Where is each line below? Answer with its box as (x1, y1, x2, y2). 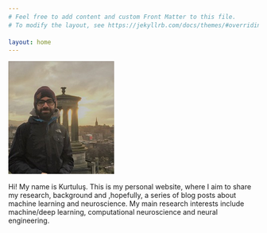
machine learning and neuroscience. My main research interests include (8, 199, 245, 208)
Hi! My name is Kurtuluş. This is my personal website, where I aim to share (8, 182, 252, 192)
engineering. (8, 216, 50, 226)
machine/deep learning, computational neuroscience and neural (8, 208, 219, 217)
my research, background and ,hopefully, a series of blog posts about (8, 191, 237, 200)
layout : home (8, 38, 52, 46)
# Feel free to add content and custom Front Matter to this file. (8, 13, 237, 21)
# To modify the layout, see (8, 21, 105, 29)
